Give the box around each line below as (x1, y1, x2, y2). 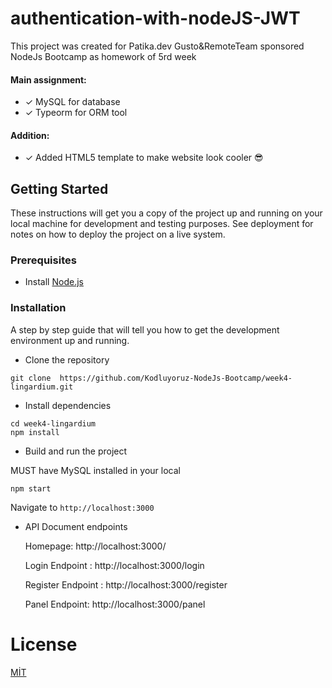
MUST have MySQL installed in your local (10, 464, 181, 476)
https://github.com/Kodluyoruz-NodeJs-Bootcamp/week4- (59, 373, 293, 383)
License (10, 633, 78, 656)
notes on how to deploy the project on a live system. (10, 228, 226, 241)
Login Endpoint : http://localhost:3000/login (24, 559, 205, 571)
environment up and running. (10, 334, 130, 346)
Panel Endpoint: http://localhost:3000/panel (24, 598, 206, 610)
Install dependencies (24, 399, 112, 411)
